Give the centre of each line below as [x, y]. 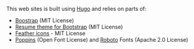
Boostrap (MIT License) [45, 20]
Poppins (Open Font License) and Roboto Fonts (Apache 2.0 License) [102, 40]
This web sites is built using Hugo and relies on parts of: [76, 9]
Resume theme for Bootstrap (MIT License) [69, 27]
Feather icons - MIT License [50, 33]
